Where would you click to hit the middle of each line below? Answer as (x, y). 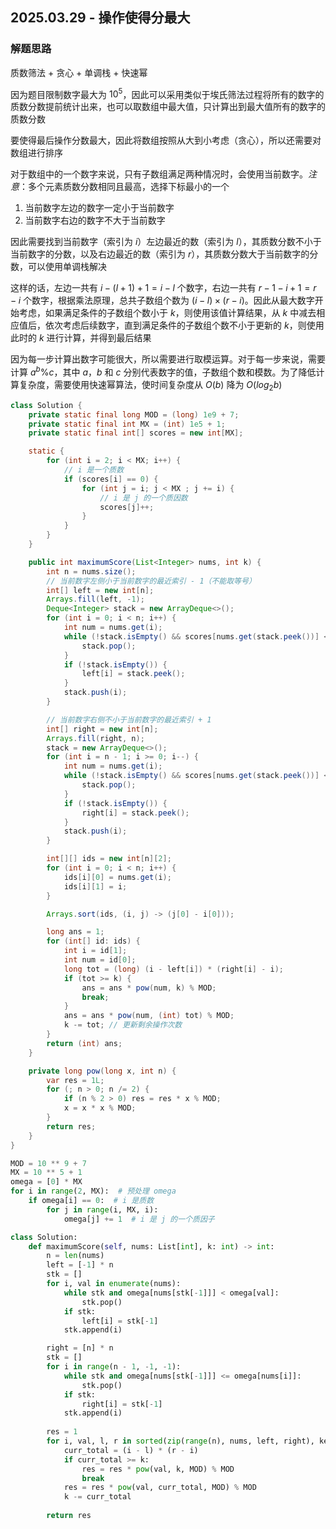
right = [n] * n (80, 1348)
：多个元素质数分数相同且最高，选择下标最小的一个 (124, 187)
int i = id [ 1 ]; (95, 951)
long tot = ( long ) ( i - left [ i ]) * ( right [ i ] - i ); (173, 969)
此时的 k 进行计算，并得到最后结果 (81, 338)
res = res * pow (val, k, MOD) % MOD (158, 1469)
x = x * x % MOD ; (100, 1108)
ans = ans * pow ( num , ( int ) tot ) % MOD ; (149, 1016)
